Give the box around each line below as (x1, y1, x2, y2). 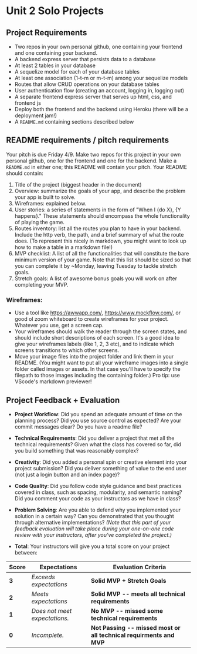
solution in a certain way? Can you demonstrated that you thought (14, 512, 174, 519)
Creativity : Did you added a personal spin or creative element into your (14, 458, 187, 466)
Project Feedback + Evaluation (6, 395, 120, 405)
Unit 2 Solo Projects (6, 4, 104, 18)
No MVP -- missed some (90, 606, 163, 615)
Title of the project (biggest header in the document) (14, 181, 142, 188)
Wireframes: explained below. (14, 200, 87, 207)
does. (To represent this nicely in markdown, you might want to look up (14, 237, 186, 244)
